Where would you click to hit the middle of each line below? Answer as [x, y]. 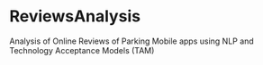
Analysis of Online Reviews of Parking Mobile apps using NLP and [131, 41]
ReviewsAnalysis [75, 16]
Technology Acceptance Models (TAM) [82, 50]
